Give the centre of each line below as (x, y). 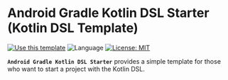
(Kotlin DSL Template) (73, 28)
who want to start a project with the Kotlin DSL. (76, 69)
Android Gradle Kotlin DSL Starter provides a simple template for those (114, 61)
